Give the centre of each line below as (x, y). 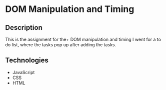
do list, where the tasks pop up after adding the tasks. (61, 45)
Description (24, 28)
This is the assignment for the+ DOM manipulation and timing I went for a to (83, 39)
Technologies (27, 60)
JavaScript (23, 72)
